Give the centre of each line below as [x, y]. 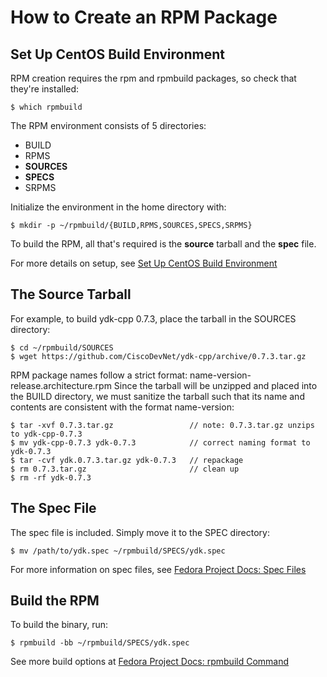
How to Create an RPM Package [144, 17]
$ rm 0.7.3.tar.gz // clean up [125, 469]
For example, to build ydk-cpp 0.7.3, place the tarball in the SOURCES [153, 318]
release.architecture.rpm [61, 385]
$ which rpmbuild [46, 107]
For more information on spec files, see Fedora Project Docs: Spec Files [158, 569]
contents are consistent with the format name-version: [122, 407]
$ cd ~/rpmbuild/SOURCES [62, 347]
